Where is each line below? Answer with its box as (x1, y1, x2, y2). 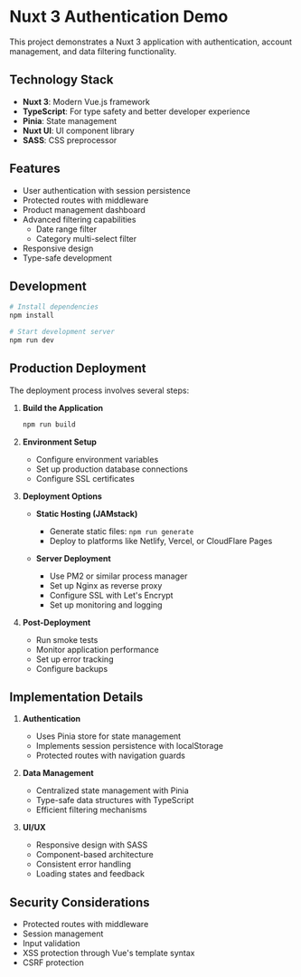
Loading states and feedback (35, 868, 146, 879)
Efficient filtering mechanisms (35, 804, 147, 816)
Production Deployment (9, 360, 146, 377)
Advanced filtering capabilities (22, 214, 136, 225)
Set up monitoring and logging (49, 599, 163, 610)
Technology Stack (9, 72, 114, 88)
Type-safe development (22, 252, 112, 263)
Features (9, 161, 61, 177)
